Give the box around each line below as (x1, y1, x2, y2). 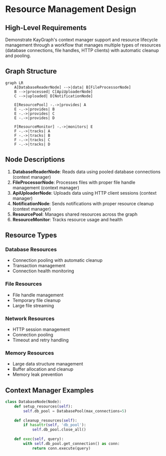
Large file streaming (12, 302, 54, 308)
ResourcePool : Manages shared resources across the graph (12, 211, 138, 217)
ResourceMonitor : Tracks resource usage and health (12, 216, 123, 222)
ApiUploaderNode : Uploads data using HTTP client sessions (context (12, 190, 157, 196)
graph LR (5, 80, 24, 86)
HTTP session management (12, 326, 70, 332)
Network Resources (5, 315, 55, 322)
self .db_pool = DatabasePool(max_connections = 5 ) (23, 408, 127, 413)
